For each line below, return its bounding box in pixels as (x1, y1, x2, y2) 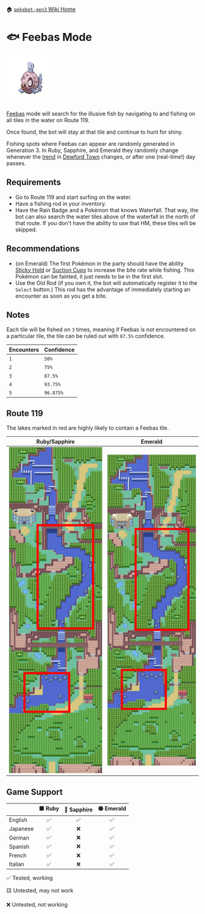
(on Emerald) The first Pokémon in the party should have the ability (15, 259, 184, 267)
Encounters (9, 346, 40, 353)
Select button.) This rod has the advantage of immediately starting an (15, 286, 190, 293)
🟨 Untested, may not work (6, 887, 74, 894)
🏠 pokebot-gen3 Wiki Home (6, 5, 76, 13)
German (9, 834, 29, 841)
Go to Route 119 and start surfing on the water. (15, 193, 132, 201)
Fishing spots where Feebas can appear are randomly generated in (6, 140, 175, 147)
